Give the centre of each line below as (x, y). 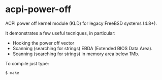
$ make (12, 73)
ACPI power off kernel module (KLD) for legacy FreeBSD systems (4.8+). (81, 23)
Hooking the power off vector (43, 43)
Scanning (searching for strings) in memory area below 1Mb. (76, 54)
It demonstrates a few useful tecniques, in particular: (60, 33)
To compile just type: (27, 63)
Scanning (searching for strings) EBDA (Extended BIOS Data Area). (83, 48)
